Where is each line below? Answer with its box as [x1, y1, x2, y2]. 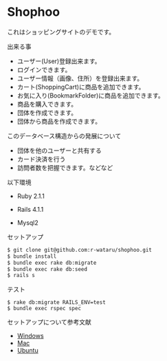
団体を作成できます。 [16, 108, 78, 117]
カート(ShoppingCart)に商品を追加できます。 [16, 83, 145, 91]
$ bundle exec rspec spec [7, 305, 81, 312]
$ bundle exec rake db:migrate [7, 259, 97, 266]
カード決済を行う [16, 155, 66, 163]
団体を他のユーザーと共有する [16, 146, 102, 155]
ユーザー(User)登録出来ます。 [16, 56, 101, 65]
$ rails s [7, 272, 36, 279]
